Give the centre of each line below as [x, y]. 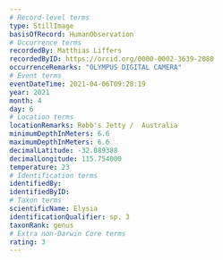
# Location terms [42, 117]
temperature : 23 [39, 167]
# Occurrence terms [46, 42]
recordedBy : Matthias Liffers [66, 51]
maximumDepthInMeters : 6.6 [60, 142]
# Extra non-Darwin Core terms [68, 233]
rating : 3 [28, 242]
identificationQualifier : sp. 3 [69, 217]
